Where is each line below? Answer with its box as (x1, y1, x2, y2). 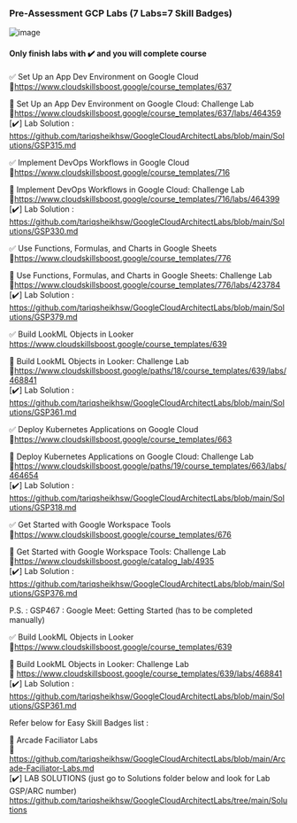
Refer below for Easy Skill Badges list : (9, 717, 148, 728)
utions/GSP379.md (9, 311, 78, 322)
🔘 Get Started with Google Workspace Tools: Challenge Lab (9, 546, 227, 556)
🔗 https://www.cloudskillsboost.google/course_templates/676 (9, 529, 232, 540)
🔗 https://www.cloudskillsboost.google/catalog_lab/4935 (9, 555, 215, 566)
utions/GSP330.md (9, 225, 79, 237)
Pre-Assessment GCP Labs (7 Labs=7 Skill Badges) (9, 7, 232, 19)
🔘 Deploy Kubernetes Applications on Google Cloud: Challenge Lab (9, 451, 254, 462)
